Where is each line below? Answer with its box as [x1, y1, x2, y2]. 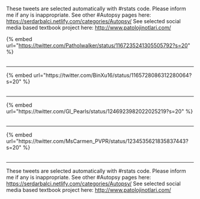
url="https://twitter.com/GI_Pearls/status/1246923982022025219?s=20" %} [6, 108, 193, 115]
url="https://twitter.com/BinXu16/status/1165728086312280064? [33, 71, 192, 79]
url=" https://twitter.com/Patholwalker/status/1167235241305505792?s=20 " [6, 42, 190, 49]
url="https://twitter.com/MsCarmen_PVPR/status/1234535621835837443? [6, 138, 189, 145]
